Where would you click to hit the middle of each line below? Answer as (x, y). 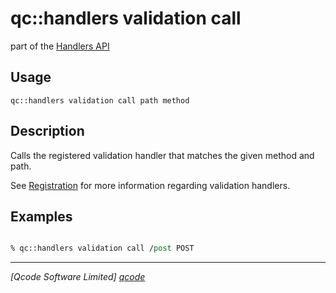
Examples (41, 216)
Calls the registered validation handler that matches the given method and (162, 155)
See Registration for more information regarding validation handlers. (150, 185)
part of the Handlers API (60, 46)
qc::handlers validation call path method (100, 100)
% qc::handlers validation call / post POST (102, 248)
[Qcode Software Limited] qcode (78, 277)
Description (47, 131)
